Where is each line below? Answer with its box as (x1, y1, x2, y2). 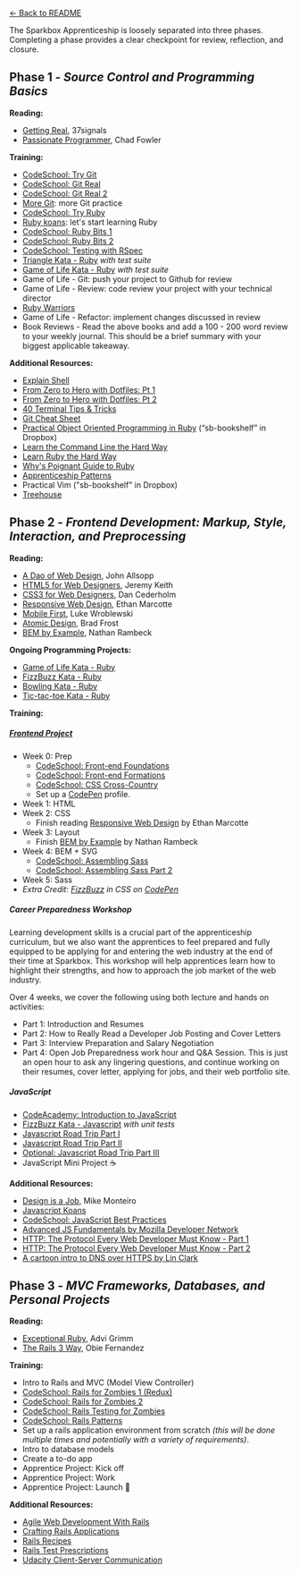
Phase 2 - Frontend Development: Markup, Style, (9, 515, 287, 531)
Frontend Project (9, 728, 73, 739)
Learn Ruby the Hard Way (21, 451, 118, 462)
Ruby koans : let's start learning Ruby (21, 217, 158, 227)
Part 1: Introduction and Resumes (21, 1018, 145, 1029)
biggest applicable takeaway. (21, 340, 130, 351)
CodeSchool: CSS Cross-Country (35, 778, 159, 790)
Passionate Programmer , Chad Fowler (21, 134, 162, 145)
